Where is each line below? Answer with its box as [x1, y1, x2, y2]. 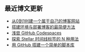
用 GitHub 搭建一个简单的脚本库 [11, 42, 75, 48]
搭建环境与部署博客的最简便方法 [11, 24, 75, 30]
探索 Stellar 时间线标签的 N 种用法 [11, 36, 79, 42]
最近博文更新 [4, 4, 43, 13]
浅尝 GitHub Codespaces [11, 30, 62, 36]
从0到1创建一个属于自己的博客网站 [11, 18, 80, 24]
